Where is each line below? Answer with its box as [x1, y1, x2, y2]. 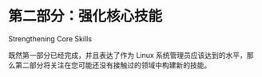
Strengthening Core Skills [8, 33, 93, 44]
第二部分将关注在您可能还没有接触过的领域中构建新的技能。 [14, 60, 212, 70]
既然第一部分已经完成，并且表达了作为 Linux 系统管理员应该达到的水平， [8, 50, 248, 60]
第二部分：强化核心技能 [8, 7, 163, 25]
